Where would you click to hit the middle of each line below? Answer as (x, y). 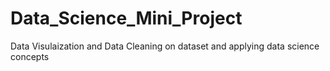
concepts (30, 56)
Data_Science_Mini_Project (126, 18)
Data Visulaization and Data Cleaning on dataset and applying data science (165, 46)
